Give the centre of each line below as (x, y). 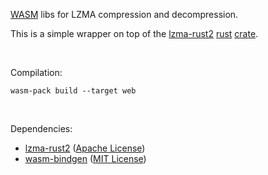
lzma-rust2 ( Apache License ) (85, 148)
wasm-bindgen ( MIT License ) (85, 158)
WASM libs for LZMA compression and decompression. (124, 14)
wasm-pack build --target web (73, 91)
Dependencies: (41, 128)
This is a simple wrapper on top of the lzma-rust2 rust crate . (134, 33)
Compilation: (36, 72)
